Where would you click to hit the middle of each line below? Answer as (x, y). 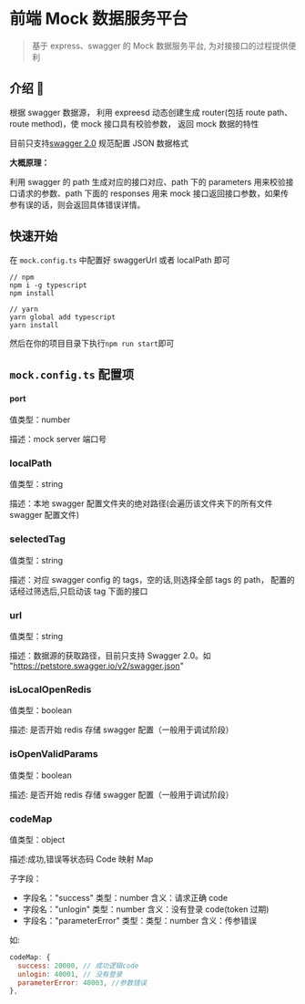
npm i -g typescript (49, 285)
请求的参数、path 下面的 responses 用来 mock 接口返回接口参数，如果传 (153, 193)
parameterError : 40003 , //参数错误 (82, 983)
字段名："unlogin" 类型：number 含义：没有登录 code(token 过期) (146, 909)
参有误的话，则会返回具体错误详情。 (77, 204)
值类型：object (37, 839)
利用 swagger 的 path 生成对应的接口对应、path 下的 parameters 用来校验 (148, 181)
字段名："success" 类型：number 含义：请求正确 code (125, 897)
